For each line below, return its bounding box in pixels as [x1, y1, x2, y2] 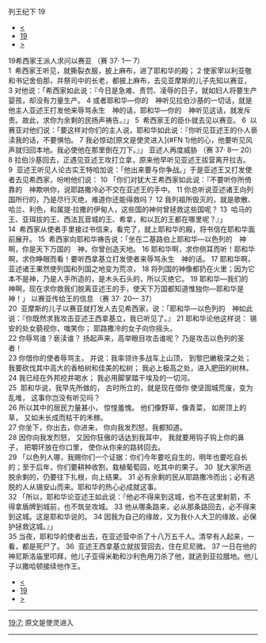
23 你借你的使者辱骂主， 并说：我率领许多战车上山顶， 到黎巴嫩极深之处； [8, 354, 252, 362]
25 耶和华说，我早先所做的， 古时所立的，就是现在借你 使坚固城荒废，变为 [8, 383, 253, 392]
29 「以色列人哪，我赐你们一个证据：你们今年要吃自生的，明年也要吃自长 [8, 453, 248, 461]
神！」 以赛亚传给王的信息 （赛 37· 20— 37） [8, 294, 157, 303]
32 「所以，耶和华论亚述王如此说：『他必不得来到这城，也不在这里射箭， [8, 492, 245, 501]
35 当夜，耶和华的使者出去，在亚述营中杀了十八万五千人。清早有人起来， [8, 532, 248, 541]
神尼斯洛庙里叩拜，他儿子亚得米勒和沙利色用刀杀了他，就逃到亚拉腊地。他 [8, 552, 251, 561]
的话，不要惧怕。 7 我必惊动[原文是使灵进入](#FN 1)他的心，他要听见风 [21, 136, 253, 144]
